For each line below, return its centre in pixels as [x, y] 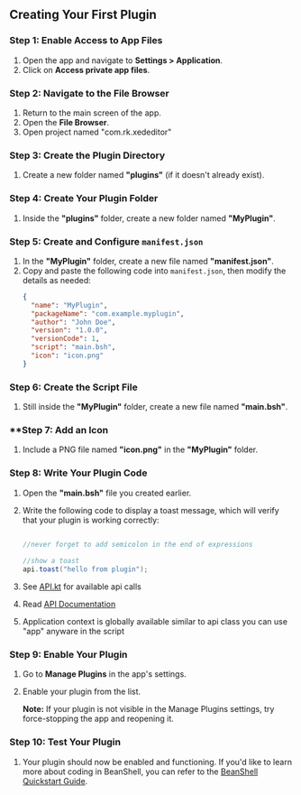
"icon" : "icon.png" [68, 356]
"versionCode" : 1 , [65, 339]
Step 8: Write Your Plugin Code [78, 473]
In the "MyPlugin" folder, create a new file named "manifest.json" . [148, 261]
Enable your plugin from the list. [82, 692]
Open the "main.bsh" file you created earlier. [107, 493]
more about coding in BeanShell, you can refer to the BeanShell [140, 772]
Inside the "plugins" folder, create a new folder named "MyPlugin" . [149, 218]
